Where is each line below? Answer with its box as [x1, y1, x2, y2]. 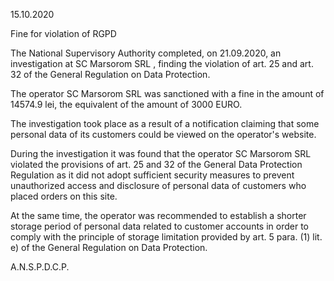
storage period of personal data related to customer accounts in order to [10, 220, 309, 232]
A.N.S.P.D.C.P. [10, 261, 70, 273]
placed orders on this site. [10, 190, 118, 202]
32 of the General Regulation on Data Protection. [10, 69, 211, 80]
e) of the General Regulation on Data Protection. [10, 242, 208, 253]
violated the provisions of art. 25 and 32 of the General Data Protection [10, 159, 303, 170]
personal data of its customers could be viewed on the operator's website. [10, 129, 317, 140]
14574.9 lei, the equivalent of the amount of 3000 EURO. [10, 99, 243, 110]
